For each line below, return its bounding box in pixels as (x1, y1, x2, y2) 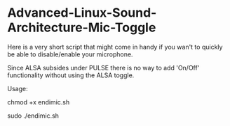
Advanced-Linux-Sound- (7, 5, 157, 21)
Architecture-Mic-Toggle (7, 19, 156, 36)
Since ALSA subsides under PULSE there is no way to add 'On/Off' (7, 63, 200, 72)
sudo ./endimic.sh (7, 111, 60, 120)
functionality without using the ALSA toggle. (7, 71, 135, 79)
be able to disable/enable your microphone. (7, 50, 133, 58)
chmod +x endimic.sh (7, 97, 70, 106)
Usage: (7, 84, 28, 93)
